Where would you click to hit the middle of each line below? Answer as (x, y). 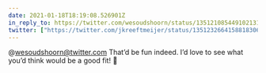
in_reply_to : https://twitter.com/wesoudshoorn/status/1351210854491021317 (136, 23)
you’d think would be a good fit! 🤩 (63, 60)
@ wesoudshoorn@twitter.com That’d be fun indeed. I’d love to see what (126, 53)
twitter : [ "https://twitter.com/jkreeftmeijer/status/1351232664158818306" (136, 30)
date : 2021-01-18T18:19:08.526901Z (67, 15)
